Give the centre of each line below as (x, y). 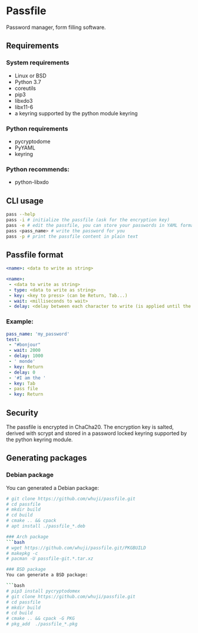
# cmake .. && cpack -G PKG (41, 619)
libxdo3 (24, 100)
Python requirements (37, 128)
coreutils (25, 88)
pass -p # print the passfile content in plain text (72, 236)
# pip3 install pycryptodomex (43, 591)
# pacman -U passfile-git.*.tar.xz (50, 559)
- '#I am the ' (27, 378)
